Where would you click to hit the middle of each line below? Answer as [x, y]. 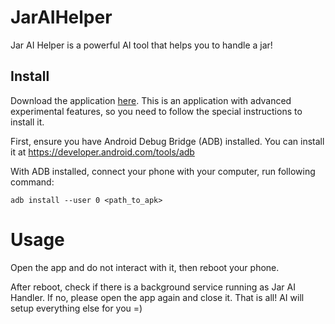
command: [32, 182]
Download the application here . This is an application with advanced [151, 100]
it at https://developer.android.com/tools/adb [102, 152]
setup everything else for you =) [76, 308]
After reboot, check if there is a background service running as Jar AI [153, 287]
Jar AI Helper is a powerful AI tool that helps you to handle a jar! [141, 45]
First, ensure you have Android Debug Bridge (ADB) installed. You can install [167, 141]
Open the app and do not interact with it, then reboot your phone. [145, 267]
